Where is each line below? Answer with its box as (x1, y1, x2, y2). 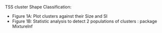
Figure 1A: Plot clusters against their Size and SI (12, 13, 108, 19)
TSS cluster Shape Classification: (5, 4, 72, 10)
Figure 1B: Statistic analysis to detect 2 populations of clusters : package (12, 19, 158, 24)
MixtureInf (12, 23, 33, 29)
